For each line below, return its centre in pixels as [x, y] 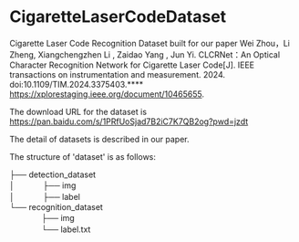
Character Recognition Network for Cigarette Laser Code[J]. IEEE [132, 65]
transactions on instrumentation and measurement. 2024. [118, 74]
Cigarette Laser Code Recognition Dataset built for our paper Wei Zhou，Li [149, 43]
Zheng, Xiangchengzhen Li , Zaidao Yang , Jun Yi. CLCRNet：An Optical [145, 54]
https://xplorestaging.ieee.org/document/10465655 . [107, 94]
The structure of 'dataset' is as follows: [83, 156]
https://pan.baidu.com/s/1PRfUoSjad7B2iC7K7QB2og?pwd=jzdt [129, 121]
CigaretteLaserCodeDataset [118, 17]
